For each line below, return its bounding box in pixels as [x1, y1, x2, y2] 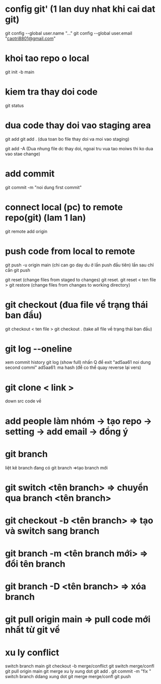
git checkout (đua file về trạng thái [5, 299, 148, 310]
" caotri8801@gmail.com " [5, 35, 56, 41]
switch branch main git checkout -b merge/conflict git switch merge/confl [5, 663, 155, 669]
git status [5, 102, 24, 108]
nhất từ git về [5, 624, 60, 636]
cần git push [5, 267, 30, 273]
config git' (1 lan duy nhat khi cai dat [5, 3, 156, 15]
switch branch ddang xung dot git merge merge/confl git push [5, 674, 131, 680]
